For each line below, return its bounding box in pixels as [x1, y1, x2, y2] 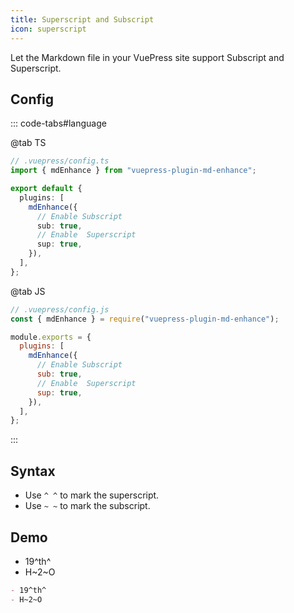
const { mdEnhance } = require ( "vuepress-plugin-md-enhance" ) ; [10, 314, 280, 324]
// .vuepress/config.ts [10, 156, 110, 166]
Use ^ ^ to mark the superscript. [24, 489, 160, 501]
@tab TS [10, 137, 47, 149]
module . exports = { [10, 332, 92, 342]
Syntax [10, 462, 56, 480]
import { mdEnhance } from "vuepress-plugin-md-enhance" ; [10, 166, 257, 176]
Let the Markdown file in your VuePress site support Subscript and [10, 51, 285, 63]
